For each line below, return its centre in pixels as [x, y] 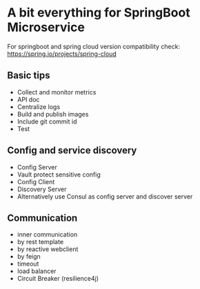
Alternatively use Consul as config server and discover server [105, 196]
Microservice [46, 27]
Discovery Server [42, 189]
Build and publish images [53, 114]
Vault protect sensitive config [59, 175]
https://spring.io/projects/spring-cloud [62, 54]
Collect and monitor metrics [57, 92]
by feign [29, 257]
